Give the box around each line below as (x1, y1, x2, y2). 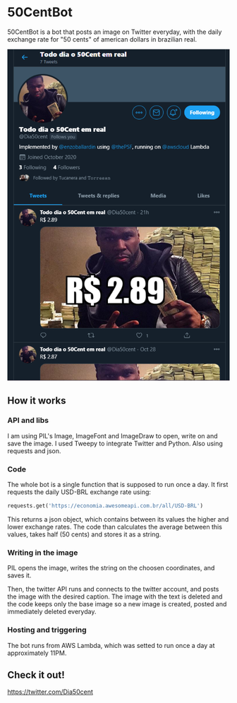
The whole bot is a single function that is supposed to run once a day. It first (7, 481, 229, 489)
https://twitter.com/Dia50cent (7, 687, 93, 696)
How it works (7, 395, 66, 407)
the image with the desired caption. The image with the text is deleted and (7, 592, 223, 601)
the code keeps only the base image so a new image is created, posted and (7, 600, 227, 608)
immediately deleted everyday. (7, 608, 97, 616)
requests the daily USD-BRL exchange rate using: (7, 488, 152, 496)
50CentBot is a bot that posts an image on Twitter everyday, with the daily (7, 28, 222, 36)
